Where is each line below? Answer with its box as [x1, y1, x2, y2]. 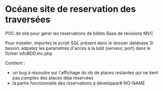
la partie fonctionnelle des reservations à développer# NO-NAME [12, 80, 145, 86]
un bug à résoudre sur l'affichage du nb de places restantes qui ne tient [12, 69, 159, 75]
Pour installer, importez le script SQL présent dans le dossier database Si [5, 40, 154, 45]
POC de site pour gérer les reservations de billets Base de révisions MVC [5, 30, 154, 36]
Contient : [5, 60, 25, 66]
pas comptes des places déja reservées [12, 75, 94, 81]
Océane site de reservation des [5, 3, 136, 15]
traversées [5, 14, 51, 25]
